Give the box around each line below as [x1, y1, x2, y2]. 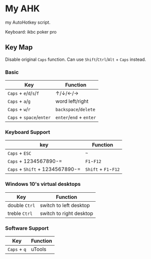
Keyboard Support [5, 129, 50, 135]
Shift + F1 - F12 [85, 166, 120, 173]
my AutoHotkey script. [5, 19, 51, 25]
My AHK [5, 3, 40, 14]
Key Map [5, 43, 33, 52]
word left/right [55, 98, 89, 105]
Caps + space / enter [7, 114, 51, 121]
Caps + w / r [7, 106, 31, 113]
